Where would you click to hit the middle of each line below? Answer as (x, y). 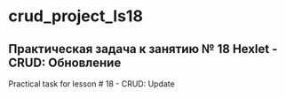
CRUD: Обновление (65, 62)
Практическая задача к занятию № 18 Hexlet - (143, 49)
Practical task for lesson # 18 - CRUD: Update (91, 84)
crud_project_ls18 (76, 16)
